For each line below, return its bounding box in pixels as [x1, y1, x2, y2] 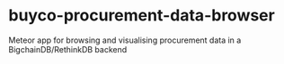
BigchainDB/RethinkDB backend [8, 44, 128, 54]
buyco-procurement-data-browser [8, 5, 275, 26]
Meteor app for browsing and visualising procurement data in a [8, 35, 242, 45]
